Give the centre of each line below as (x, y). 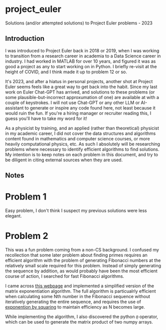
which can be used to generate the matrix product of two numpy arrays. (79, 322)
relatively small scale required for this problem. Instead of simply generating (83, 266)
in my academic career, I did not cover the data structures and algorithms (81, 133)
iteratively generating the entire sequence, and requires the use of (73, 302)
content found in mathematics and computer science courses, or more (78, 138)
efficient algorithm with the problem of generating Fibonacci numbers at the (83, 260)
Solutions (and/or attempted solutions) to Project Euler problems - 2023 (79, 23)
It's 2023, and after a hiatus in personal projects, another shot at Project (79, 81)
